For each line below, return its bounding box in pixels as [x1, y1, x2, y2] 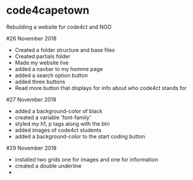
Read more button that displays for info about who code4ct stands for [14, 84, 187, 91]
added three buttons [14, 78, 66, 85]
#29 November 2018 [6, 144, 57, 151]
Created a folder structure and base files [14, 46, 115, 54]
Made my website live [14, 59, 69, 66]
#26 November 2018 [6, 35, 57, 42]
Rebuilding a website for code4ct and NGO [6, 23, 112, 30]
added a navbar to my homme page [14, 65, 103, 72]
